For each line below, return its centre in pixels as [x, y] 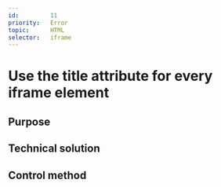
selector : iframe [40, 37]
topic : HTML [36, 30]
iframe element [59, 93]
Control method [47, 175]
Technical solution [54, 149]
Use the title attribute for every [110, 76]
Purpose [29, 121]
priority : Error [38, 23]
